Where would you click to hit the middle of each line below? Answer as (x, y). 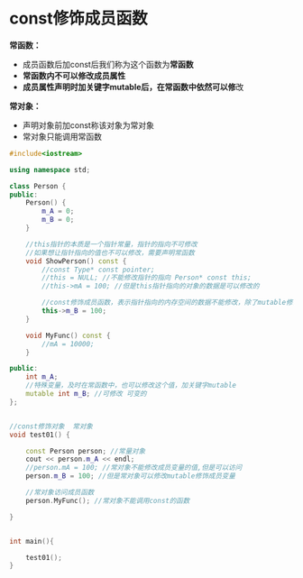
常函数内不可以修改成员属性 (74, 75)
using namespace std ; (50, 170)
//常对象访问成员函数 (60, 492)
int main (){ (32, 541)
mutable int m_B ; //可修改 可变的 (86, 394)
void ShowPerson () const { (76, 261)
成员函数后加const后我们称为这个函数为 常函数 (108, 64)
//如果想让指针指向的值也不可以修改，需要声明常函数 (110, 252)
